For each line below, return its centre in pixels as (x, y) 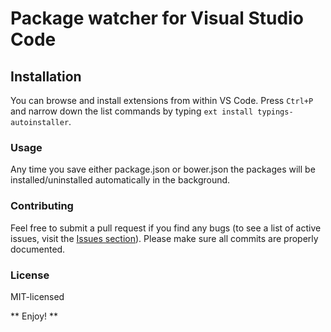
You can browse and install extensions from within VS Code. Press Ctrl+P (162, 100)
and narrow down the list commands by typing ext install (132, 111)
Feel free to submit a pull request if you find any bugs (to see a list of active (166, 228)
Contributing (42, 206)
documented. (38, 249)
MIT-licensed (37, 296)
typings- (275, 112)
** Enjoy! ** (34, 316)
